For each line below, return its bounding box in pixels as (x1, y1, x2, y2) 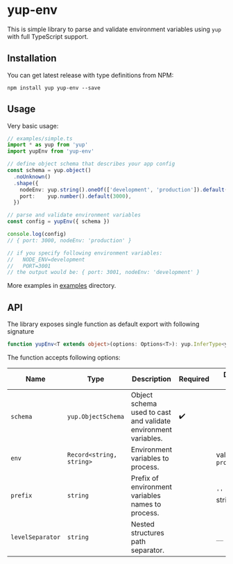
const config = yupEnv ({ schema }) (7, 218, 110, 225)
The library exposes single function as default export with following (7, 320, 200, 328)
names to (130, 499, 162, 509)
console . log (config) (7, 231, 67, 238)
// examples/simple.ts (7, 135, 73, 142)
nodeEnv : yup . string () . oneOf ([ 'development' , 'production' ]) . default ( (19, 186, 228, 193)
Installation (7, 53, 57, 65)
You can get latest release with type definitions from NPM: (7, 71, 174, 79)
